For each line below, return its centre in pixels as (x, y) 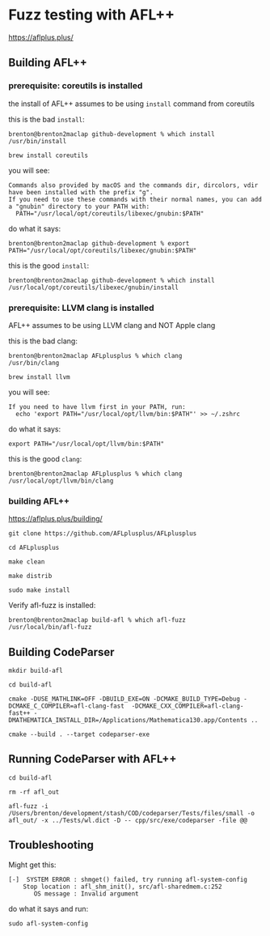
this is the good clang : (45, 458)
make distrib (30, 576)
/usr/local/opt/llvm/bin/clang (61, 481)
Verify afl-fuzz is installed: (52, 606)
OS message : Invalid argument (86, 893)
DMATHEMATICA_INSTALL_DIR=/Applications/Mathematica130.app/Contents (128, 721)
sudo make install (39, 590)
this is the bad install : (46, 119)
